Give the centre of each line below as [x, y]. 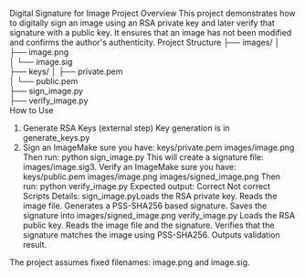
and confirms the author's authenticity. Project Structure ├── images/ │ [145, 42]
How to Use [32, 110]
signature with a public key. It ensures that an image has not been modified [151, 32]
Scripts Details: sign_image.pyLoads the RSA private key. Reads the [150, 196]
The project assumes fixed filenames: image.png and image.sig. [130, 262]
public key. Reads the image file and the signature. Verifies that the [148, 225]
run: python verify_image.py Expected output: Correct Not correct [147, 186]
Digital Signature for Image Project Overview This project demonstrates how [152, 13]
